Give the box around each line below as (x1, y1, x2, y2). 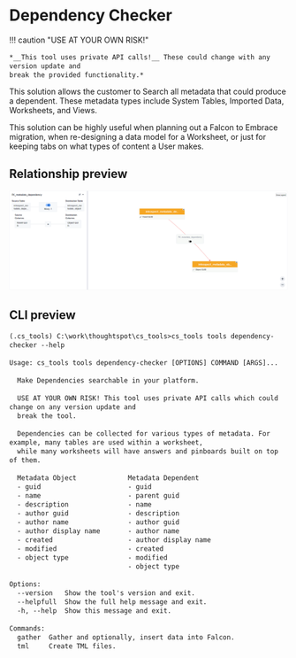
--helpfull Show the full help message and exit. (17, 598, 208, 607)
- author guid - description (17, 509, 179, 518)
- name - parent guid (17, 492, 179, 500)
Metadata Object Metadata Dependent (17, 474, 200, 483)
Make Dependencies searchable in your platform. (17, 376, 200, 385)
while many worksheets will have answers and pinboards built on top (17, 447, 278, 456)
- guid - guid (17, 483, 152, 492)
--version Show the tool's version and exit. (17, 589, 196, 598)
